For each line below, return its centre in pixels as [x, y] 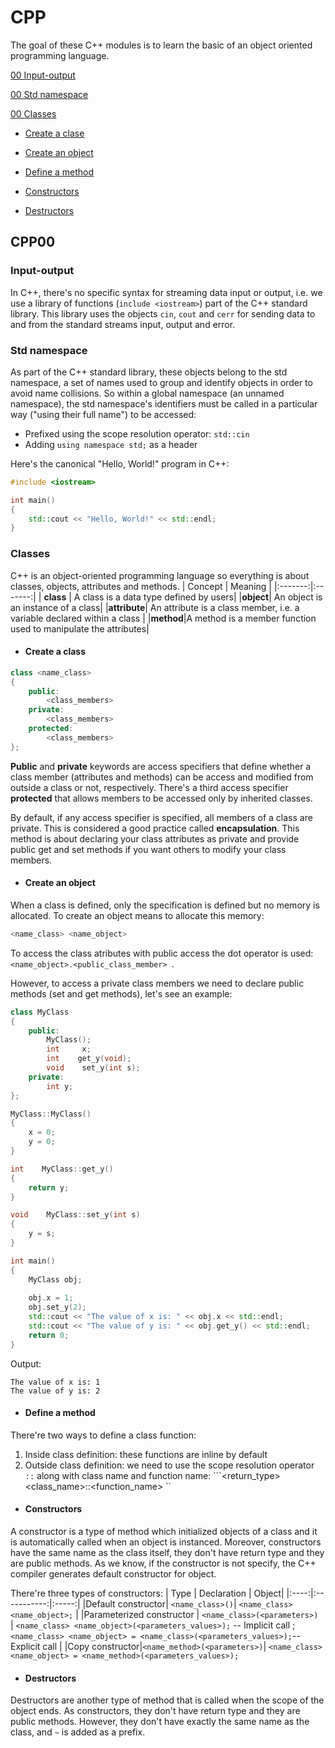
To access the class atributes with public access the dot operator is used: [162, 953]
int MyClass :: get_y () [62, 1169]
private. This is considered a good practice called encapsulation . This [155, 828]
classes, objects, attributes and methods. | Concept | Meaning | [141, 586]
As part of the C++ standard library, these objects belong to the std [149, 372]
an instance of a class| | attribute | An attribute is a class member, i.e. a [155, 607]
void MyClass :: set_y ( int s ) [75, 1215]
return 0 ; [49, 1335]
